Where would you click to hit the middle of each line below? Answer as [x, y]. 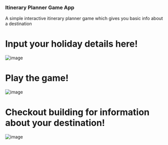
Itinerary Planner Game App [40, 8]
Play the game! [37, 78]
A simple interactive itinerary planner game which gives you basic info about [84, 19]
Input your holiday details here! [71, 44]
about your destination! [55, 123]
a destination [19, 24]
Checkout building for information [77, 112]
